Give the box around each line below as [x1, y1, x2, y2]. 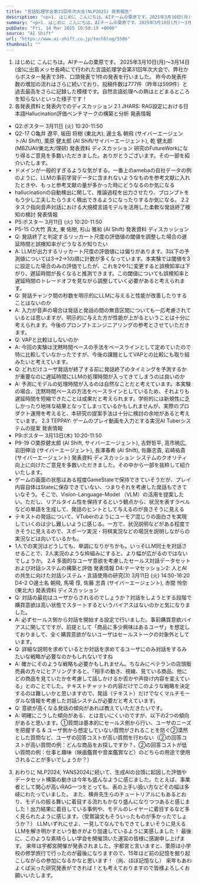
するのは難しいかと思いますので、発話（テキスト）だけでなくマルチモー [14, 690, 190, 697]
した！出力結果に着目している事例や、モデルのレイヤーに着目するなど [14, 805, 185, 812]
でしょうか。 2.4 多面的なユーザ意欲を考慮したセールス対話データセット [14, 557, 191, 564]
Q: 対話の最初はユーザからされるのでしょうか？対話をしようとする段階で [14, 593, 192, 601]
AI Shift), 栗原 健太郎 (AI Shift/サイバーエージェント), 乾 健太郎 [21, 137, 173, 144]
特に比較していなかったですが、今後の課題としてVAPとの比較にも [14, 351, 174, 358]
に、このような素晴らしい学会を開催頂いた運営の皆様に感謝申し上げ [14, 834, 180, 842]
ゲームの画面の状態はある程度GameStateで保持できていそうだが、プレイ [14, 476, 192, 483]
